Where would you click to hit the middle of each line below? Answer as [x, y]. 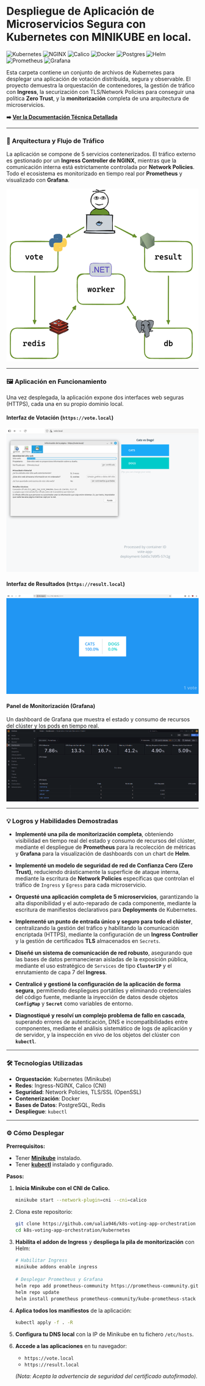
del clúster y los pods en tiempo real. [53, 726]
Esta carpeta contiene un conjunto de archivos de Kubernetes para [91, 72]
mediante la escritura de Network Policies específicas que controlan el [105, 879]
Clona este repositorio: [44, 1211]
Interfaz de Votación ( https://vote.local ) [60, 418]
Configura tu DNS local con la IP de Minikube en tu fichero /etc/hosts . [104, 1334]
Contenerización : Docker [48, 1098]
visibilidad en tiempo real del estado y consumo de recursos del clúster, [106, 841]
